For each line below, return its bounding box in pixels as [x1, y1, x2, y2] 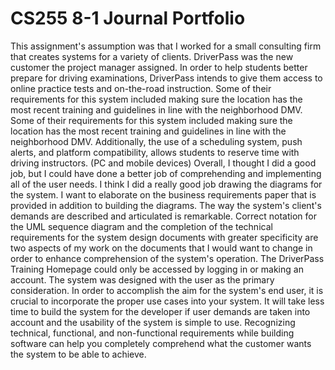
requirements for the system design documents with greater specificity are [10, 231, 319, 243]
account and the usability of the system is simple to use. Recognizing [10, 316, 296, 328]
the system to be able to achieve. [10, 348, 147, 360]
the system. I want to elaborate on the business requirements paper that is [10, 188, 317, 201]
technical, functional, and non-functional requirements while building [10, 327, 295, 339]
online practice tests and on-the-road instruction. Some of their [10, 82, 272, 94]
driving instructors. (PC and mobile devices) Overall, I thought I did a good [10, 157, 317, 169]
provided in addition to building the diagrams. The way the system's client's [10, 199, 322, 211]
